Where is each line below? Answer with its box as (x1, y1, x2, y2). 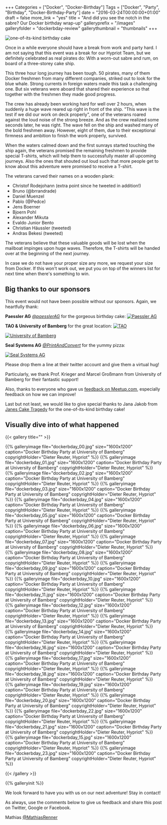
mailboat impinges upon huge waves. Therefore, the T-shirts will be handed (5, 245, 160, 251)
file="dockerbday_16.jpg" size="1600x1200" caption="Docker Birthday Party (5, 644, 162, 650)
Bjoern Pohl (12, 209, 36, 215)
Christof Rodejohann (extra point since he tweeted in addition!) (12, 183, 142, 189)
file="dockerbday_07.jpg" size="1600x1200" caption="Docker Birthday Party (5, 538, 162, 544)
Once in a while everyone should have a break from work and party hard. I (5, 45, 158, 50)
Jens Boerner (12, 204, 41, 209)
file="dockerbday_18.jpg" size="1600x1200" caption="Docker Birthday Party (5, 671, 162, 677)
